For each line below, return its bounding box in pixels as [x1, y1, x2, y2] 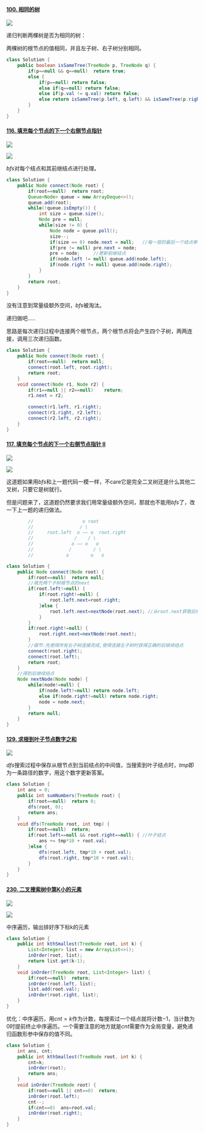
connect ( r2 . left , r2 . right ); [28, 415, 102, 421]
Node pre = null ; [38, 217, 83, 223]
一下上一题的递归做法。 [6, 506, 65, 514]
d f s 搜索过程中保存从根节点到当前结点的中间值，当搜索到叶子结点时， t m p [6, 761, 189, 769]
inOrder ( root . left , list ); [28, 980, 97, 987]
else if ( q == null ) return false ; [38, 85, 121, 91]
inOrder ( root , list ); [28, 952, 83, 958]
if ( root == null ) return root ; [28, 188, 104, 194]
